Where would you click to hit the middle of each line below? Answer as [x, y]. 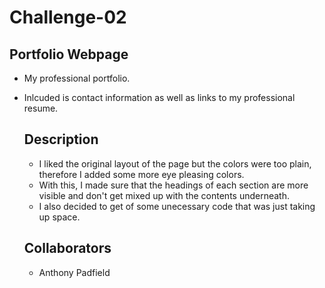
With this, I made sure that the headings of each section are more [173, 185]
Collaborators [67, 248]
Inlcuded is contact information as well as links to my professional [159, 97]
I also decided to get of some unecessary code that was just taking [177, 206]
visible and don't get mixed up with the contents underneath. [164, 195]
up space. [59, 217]
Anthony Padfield [74, 272]
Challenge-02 [68, 17]
